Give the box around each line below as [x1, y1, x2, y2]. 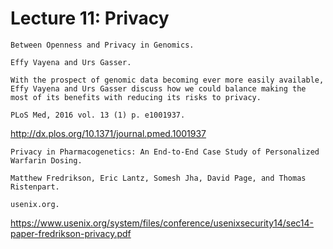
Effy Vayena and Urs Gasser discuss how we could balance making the [10, 83, 307, 94]
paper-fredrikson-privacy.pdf [10, 227, 132, 239]
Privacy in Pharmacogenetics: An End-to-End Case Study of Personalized [10, 147, 320, 157]
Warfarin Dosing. [10, 155, 83, 166]
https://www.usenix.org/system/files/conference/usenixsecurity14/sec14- [10, 217, 315, 229]
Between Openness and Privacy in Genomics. [10, 40, 195, 50]
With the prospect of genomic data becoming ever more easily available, [10, 75, 325, 85]
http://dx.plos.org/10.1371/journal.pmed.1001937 [10, 127, 207, 139]
